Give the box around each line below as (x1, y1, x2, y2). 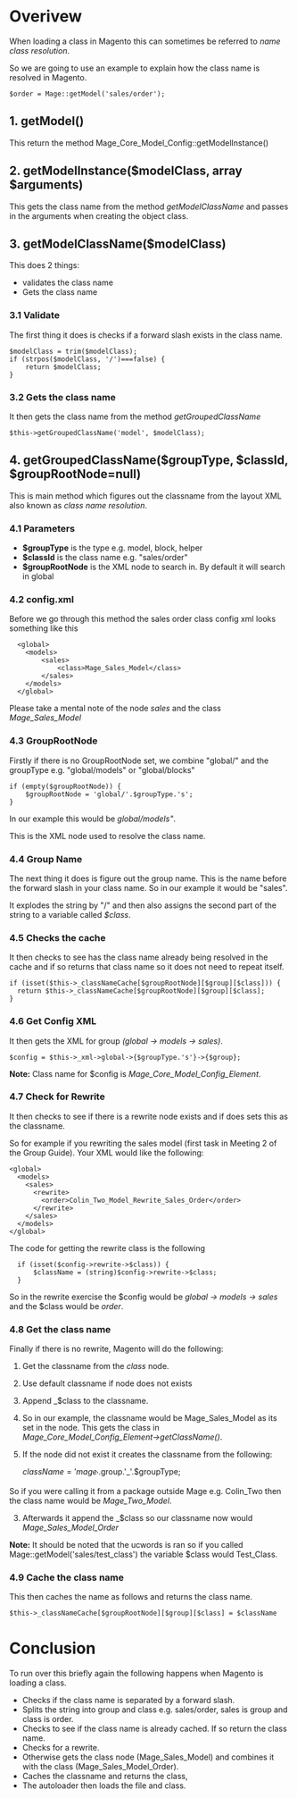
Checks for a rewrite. (21, 1743, 100, 1753)
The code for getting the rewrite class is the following (9, 1242, 206, 1253)
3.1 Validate (9, 309, 61, 322)
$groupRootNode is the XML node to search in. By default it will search (21, 561, 285, 573)
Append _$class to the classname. (21, 1396, 149, 1407)
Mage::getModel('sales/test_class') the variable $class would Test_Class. (9, 1549, 278, 1559)
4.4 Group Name (9, 853, 83, 865)
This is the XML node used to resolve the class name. (9, 830, 206, 841)
